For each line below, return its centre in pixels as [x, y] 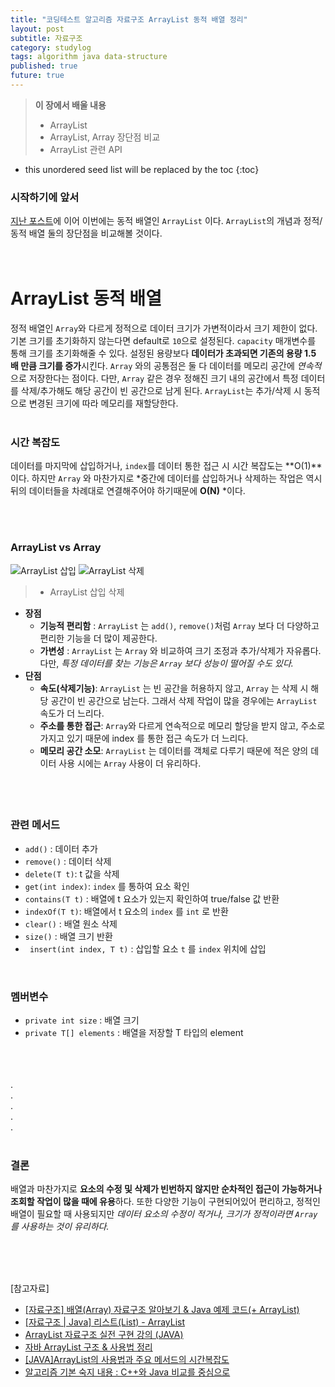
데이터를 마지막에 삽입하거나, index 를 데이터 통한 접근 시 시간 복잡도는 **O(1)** [166, 466]
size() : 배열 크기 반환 [68, 936]
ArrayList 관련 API [86, 149]
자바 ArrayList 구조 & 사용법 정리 [88, 1347]
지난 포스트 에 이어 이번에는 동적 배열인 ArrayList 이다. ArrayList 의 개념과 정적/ [166, 221]
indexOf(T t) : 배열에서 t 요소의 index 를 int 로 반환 [126, 911]
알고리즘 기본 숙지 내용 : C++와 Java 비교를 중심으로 [127, 1372]
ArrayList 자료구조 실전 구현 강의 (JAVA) [104, 1335]
